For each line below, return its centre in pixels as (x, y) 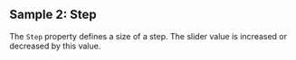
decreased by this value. (55, 46)
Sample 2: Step (53, 15)
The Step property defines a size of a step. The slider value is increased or (148, 36)
